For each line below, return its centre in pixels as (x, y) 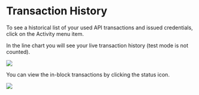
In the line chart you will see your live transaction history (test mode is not (97, 45)
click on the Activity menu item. (45, 33)
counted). (18, 51)
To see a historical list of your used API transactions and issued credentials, (99, 27)
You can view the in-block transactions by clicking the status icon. (88, 74)
